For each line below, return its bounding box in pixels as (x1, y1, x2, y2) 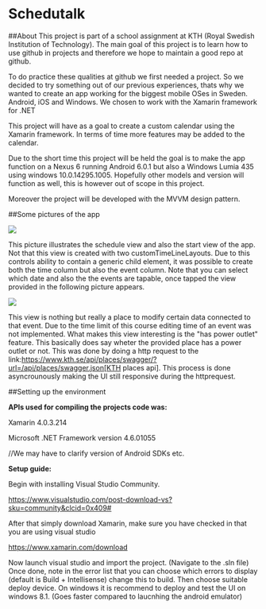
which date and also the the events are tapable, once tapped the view (8, 273, 237, 283)
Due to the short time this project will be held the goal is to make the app (8, 153, 246, 163)
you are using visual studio (8, 526, 96, 537)
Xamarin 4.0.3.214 (8, 417, 67, 427)
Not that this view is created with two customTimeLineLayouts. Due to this (8, 248, 250, 258)
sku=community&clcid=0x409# (8, 502, 112, 513)
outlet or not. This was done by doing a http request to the (8, 346, 199, 355)
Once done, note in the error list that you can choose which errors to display (8, 566, 258, 576)
